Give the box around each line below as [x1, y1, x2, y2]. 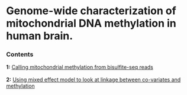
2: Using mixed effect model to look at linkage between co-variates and [6, 76, 181, 83]
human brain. [6, 30, 73, 42]
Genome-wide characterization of [6, 4, 176, 18]
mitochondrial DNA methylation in [6, 17, 176, 30]
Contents [6, 50, 34, 58]
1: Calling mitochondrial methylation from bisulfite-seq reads [6, 64, 154, 71]
